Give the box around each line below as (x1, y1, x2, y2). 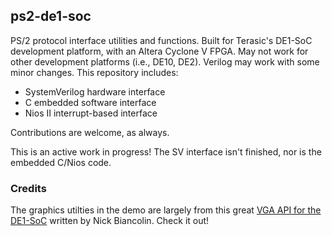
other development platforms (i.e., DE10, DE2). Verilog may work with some (10, 55, 320, 68)
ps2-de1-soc (10, 8, 92, 25)
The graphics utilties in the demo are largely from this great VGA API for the (10, 204, 322, 216)
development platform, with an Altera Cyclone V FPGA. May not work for (10, 45, 309, 57)
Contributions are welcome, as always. (10, 126, 170, 138)
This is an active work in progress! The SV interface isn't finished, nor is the (10, 145, 322, 158)
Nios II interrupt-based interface (24, 107, 158, 119)
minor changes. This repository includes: (10, 66, 179, 78)
